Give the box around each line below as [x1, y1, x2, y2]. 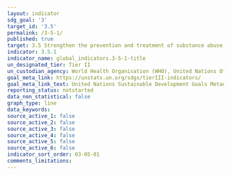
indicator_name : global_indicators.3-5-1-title [7, 55, 146, 62]
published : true [7, 36, 54, 43]
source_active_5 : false [7, 138, 76, 145]
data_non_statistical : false [7, 94, 91, 101]
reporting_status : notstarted [7, 87, 94, 94]
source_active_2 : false [7, 119, 76, 126]
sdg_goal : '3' [7, 17, 48, 23]
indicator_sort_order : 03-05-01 [7, 151, 100, 158]
